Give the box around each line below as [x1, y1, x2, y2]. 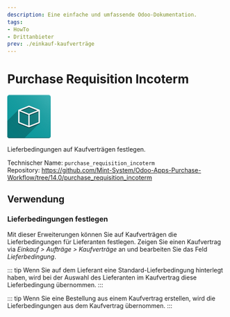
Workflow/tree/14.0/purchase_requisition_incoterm [7, 174, 153, 182]
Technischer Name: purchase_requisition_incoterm [7, 158, 155, 167]
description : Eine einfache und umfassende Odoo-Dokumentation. [7, 11, 197, 18]
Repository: [7, 166, 40, 174]
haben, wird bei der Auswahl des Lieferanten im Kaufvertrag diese [7, 273, 197, 282]
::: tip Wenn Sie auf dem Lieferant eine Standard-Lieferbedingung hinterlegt [7, 266, 224, 274]
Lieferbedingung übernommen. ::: [7, 280, 104, 288]
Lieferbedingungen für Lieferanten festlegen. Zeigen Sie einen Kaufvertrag [7, 237, 221, 246]
